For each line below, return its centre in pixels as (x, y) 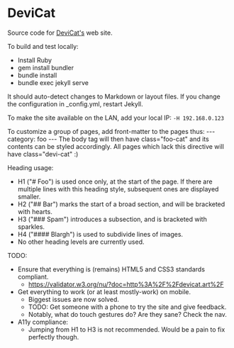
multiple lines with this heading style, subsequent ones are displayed (118, 189)
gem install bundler (46, 67)
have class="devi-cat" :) (43, 154)
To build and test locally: (43, 46)
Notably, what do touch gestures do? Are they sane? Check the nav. (127, 314)
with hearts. (35, 211)
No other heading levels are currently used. (81, 242)
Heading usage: (30, 167)
